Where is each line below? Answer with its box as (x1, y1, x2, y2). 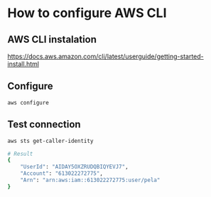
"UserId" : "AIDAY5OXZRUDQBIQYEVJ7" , (20, 164, 129, 171)
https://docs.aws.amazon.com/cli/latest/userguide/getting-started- (7, 52, 204, 60)
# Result (7, 150, 33, 157)
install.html (7, 60, 39, 68)
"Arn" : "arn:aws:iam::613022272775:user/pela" (20, 176, 161, 183)
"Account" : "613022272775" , (20, 170, 103, 177)
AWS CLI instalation (7, 33, 97, 46)
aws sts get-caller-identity (7, 137, 94, 144)
